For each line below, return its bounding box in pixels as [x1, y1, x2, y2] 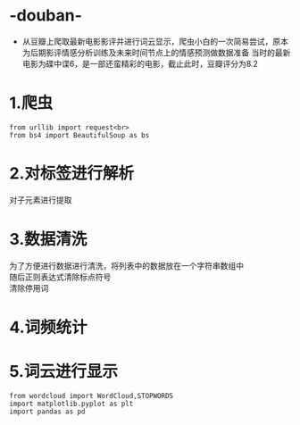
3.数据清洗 [9, 229, 87, 249]
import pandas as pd [9, 407, 87, 416]
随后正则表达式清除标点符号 [9, 271, 112, 282]
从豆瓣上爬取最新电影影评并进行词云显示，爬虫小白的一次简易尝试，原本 [21, 36, 288, 46]
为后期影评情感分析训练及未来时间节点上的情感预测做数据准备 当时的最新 [21, 46, 291, 58]
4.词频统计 [9, 317, 87, 337]
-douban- [9, 5, 83, 26]
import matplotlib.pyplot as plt [9, 399, 134, 408]
